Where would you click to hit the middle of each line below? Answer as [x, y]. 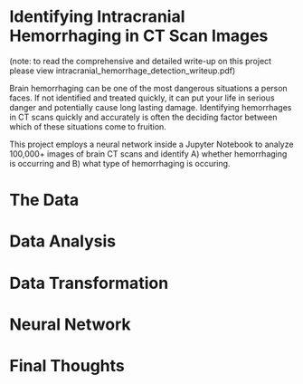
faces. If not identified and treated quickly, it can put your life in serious [142, 98]
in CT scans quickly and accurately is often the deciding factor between [143, 117]
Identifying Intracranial [97, 17]
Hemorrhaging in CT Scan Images [139, 36]
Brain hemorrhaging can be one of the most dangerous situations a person [148, 88]
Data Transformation [89, 283]
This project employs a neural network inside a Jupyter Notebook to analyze [151, 144]
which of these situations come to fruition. [88, 126]
